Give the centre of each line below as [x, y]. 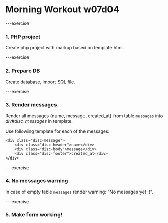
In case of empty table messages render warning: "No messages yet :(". [79, 192]
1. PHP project [23, 37]
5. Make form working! [34, 215]
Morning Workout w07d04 [62, 9]
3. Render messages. [32, 105]
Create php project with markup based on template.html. [65, 48]
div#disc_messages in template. [39, 121]
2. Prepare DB [23, 71]
